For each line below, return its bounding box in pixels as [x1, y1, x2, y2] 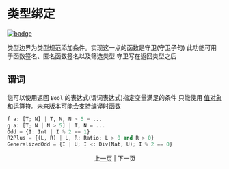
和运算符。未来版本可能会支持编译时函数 [7, 102, 121, 110]
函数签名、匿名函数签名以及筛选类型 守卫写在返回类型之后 [12, 52, 176, 60]
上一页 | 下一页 [94, 155, 136, 163]
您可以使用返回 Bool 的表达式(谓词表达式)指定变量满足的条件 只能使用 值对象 [7, 93, 222, 101]
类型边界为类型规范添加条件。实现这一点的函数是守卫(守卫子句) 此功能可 [7, 43, 211, 51]
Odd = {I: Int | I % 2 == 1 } [7, 128, 90, 135]
